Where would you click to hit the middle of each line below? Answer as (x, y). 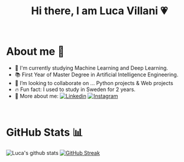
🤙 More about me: (37, 96)
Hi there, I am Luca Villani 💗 (99, 11)
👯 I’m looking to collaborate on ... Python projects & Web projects (94, 83)
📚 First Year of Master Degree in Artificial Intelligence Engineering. (96, 74)
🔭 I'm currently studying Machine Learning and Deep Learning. (91, 68)
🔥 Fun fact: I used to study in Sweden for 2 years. (75, 89)
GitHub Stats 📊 (45, 133)
